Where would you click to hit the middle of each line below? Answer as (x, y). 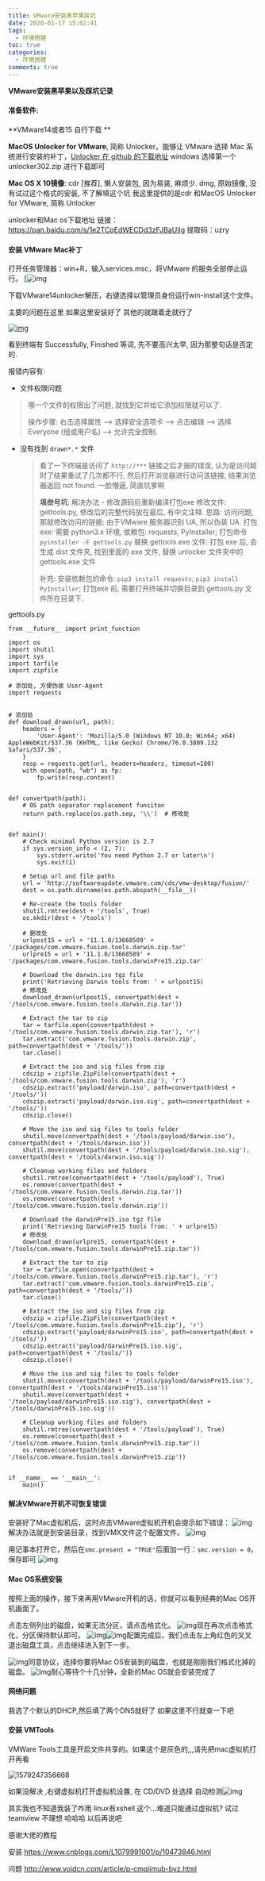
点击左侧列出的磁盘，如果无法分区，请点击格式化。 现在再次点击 (124, 1625)
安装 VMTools (31, 1730)
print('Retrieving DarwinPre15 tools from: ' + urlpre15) (120, 1227)
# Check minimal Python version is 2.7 (88, 842)
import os (25, 643)
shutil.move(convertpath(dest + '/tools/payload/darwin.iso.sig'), (136, 1150)
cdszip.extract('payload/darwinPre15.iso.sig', (102, 1346)
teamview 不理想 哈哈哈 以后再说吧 (65, 1818)
